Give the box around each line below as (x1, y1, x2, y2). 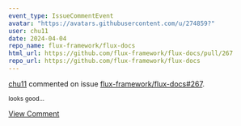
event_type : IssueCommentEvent (8, 11, 114, 20)
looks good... (8, 94, 44, 103)
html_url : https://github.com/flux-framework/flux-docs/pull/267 (8, 49, 233, 57)
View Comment (8, 108, 60, 118)
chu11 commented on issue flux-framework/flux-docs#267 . (8, 78, 205, 89)
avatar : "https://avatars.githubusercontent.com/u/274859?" (8, 19, 216, 27)
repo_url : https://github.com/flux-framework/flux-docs (8, 57, 201, 65)
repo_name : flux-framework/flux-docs (8, 42, 136, 50)
